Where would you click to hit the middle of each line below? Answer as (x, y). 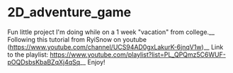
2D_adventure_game (69, 12)
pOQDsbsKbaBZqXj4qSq (44, 62)
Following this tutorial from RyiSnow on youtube (77, 39)
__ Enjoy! (93, 62)
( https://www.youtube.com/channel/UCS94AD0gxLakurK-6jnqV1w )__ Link (115, 47)
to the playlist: (28, 55)
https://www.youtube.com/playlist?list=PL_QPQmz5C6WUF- (138, 55)
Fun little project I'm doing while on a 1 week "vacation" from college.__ (111, 32)
